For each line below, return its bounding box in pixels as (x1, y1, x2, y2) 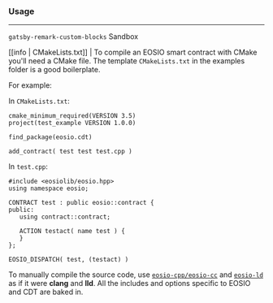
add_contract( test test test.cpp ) (8, 148, 132, 156)
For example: (8, 80, 53, 90)
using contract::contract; (19, 213, 111, 221)
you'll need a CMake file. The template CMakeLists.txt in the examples (8, 56, 245, 66)
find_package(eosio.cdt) (8, 133, 93, 141)
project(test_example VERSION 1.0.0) (8, 119, 136, 128)
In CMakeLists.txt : (8, 96, 71, 106)
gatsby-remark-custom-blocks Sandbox (8, 32, 139, 41)
